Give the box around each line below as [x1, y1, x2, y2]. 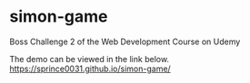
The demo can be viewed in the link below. [9, 53, 170, 64]
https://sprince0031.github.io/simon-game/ [9, 63, 171, 74]
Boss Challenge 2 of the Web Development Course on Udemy [9, 36, 241, 47]
